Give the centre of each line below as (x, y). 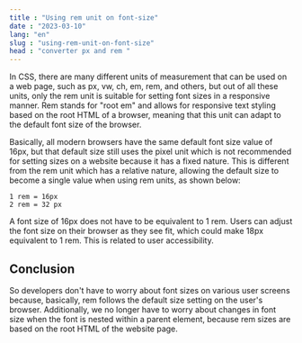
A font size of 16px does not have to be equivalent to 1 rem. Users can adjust (151, 221)
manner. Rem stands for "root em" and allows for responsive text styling (142, 105)
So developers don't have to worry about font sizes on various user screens (150, 290)
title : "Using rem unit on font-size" (84, 18)
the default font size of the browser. (75, 125)
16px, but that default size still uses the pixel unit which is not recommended (151, 152)
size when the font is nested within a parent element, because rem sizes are (150, 319)
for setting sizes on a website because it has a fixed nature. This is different (149, 161)
